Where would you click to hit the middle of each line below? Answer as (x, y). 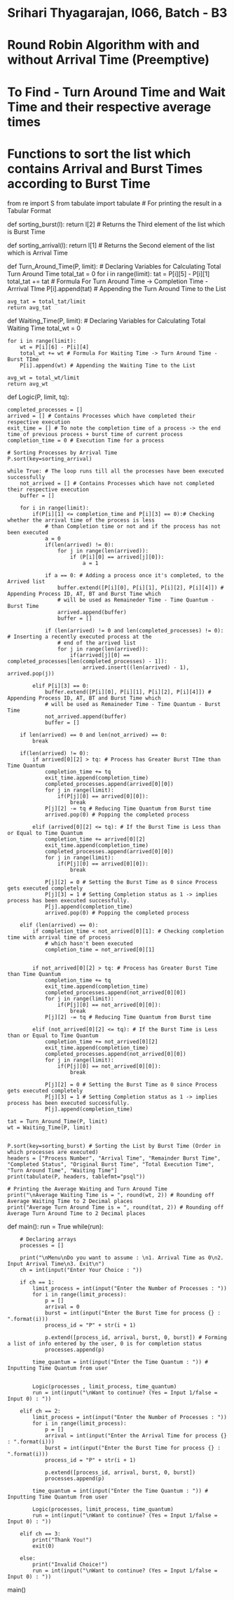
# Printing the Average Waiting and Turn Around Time (88, 1189)
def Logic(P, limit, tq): (38, 397)
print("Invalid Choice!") (70, 1564)
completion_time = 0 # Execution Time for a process (86, 440)
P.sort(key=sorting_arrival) (50, 459)
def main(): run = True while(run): (55, 1226)
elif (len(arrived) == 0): (59, 925)
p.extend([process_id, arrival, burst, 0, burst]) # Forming (136, 1337)
